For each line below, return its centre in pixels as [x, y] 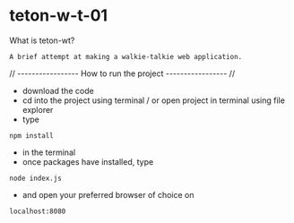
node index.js [36, 178]
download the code [58, 90]
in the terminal [49, 152]
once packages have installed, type [88, 161]
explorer [38, 109]
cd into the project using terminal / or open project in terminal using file [153, 100]
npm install [31, 135]
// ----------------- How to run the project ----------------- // [122, 73]
